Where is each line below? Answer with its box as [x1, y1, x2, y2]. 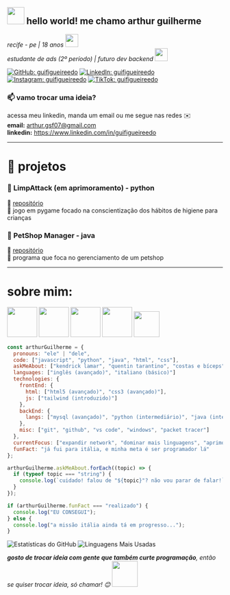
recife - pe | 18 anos [7, 40, 64, 49]
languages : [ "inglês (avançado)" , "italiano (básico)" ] [13, 369, 176, 376]
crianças [7, 213, 32, 221]
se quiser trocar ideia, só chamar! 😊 [7, 581, 111, 589]
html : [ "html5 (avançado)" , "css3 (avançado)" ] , [25, 388, 167, 395]
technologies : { [13, 376, 60, 382]
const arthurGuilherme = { [7, 343, 84, 350]
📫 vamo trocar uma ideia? [7, 93, 97, 102]
